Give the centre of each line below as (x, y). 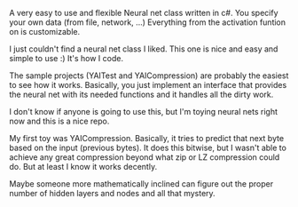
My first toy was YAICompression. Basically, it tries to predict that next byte (147, 138)
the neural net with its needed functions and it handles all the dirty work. (141, 94)
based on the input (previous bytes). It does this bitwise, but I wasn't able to (148, 147)
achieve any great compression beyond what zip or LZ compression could (145, 157)
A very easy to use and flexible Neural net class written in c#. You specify (144, 13)
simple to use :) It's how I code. (67, 58)
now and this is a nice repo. (59, 121)
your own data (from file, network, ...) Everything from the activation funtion (148, 22)
